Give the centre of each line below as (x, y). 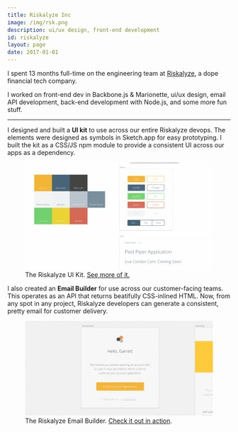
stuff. (15, 109)
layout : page (27, 45)
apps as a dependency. (41, 153)
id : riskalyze (28, 38)
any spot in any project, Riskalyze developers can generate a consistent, (113, 304)
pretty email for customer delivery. (58, 311)
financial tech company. (42, 81)
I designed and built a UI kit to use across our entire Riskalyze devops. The (117, 130)
